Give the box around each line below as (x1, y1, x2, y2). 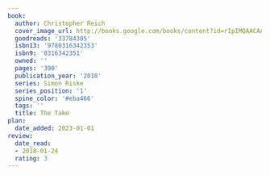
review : (7, 131, 34, 140)
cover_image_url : (15, 27, 73, 35)
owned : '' (15, 57, 48, 65)
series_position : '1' (15, 86, 88, 95)
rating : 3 (15, 154, 48, 162)
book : (7, 11, 26, 20)
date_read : (15, 139, 52, 148)
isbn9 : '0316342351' (15, 49, 84, 57)
